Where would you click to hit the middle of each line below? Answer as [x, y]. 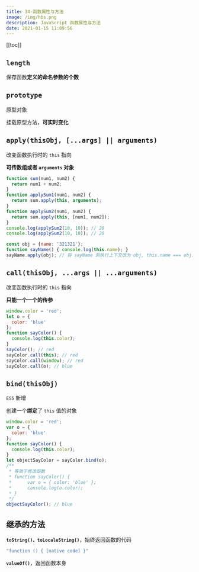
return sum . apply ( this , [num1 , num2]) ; [61, 217]
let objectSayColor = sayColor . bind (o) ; [57, 460]
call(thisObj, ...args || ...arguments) [82, 273]
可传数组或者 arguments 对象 [40, 167]
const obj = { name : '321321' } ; [45, 244]
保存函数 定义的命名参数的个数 [42, 77]
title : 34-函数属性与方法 [35, 12]
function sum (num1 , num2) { [41, 178]
